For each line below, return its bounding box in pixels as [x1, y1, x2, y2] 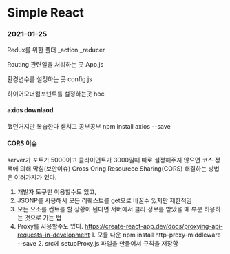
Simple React [7, 5, 85, 21]
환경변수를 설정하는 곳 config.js [7, 75, 93, 83]
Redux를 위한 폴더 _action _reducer [7, 46, 105, 54]
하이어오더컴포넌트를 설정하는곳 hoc [7, 89, 105, 98]
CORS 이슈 [7, 139, 37, 147]
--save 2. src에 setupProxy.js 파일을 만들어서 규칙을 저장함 [17, 239, 179, 247]
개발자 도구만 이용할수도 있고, [17, 187, 97, 195]
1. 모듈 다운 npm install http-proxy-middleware [91, 231, 222, 239]
